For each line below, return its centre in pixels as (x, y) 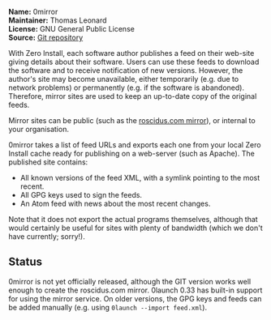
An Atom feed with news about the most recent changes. (115, 203)
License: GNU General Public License (72, 29)
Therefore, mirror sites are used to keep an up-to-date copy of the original (133, 96)
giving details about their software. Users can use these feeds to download (134, 62)
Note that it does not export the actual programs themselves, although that (133, 219)
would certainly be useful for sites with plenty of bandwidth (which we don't (136, 228)
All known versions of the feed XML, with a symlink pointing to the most (140, 178)
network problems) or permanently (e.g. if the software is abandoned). (127, 87)
